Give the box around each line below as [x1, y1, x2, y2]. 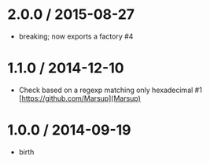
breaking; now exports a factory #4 [18, 31, 134, 41]
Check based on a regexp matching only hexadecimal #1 [18, 85, 202, 94]
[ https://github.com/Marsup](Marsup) [18, 93, 141, 103]
